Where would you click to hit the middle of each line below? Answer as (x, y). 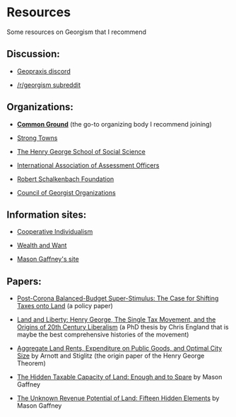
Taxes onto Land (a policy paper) (65, 306)
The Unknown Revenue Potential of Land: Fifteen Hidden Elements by (118, 398)
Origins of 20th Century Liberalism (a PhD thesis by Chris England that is (123, 327)
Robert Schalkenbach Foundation (65, 179)
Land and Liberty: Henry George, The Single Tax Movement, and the (116, 319)
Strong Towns (37, 138)
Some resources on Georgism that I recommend (76, 32)
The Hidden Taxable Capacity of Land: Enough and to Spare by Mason (119, 377)
